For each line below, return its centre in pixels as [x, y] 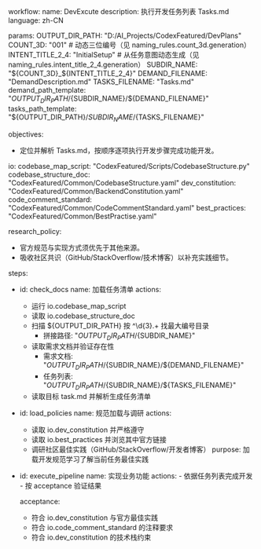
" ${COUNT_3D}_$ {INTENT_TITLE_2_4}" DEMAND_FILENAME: [108, 73]
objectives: [26, 134]
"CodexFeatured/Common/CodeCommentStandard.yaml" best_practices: [127, 207]
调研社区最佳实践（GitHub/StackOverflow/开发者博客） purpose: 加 [140, 449]
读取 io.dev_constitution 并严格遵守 [88, 430]
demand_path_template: [47, 90]
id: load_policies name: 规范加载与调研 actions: [95, 413]
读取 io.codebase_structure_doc [83, 316]
